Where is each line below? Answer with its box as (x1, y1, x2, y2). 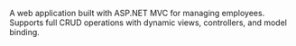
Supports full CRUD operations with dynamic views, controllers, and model (9, 17, 287, 28)
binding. (9, 27, 41, 37)
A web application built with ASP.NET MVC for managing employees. (9, 8, 265, 18)
